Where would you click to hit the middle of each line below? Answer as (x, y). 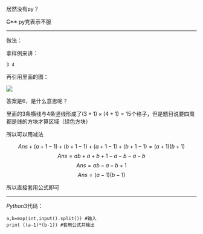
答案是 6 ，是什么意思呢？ (37, 101)
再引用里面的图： (27, 77)
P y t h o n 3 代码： (25, 206)
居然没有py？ (23, 9)
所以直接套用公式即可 (33, 187)
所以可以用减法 (25, 134)
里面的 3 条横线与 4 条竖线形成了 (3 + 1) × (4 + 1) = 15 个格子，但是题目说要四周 (101, 114)
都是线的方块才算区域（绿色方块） (49, 121)
